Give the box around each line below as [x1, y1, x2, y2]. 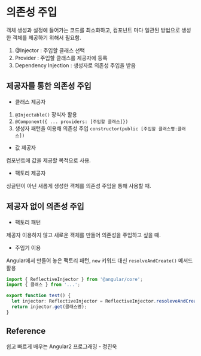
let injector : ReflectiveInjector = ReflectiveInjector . [11, 298, 157, 304]
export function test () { [6, 292, 71, 299]
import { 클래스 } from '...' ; [6, 282, 81, 288]
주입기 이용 [14, 244, 41, 251]
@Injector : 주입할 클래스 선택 [14, 46, 85, 54]
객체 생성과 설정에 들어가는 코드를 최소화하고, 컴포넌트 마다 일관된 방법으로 [6, 26, 181, 34]
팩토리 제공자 [14, 169, 46, 176]
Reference [6, 326, 46, 336]
